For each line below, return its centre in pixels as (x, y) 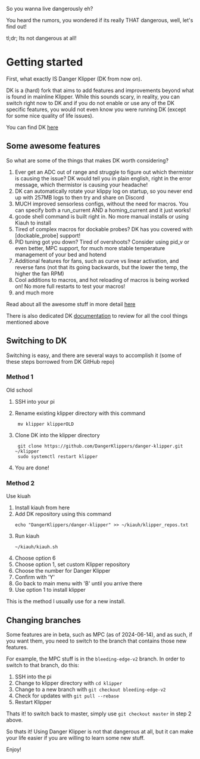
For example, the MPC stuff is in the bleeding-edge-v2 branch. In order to (96, 659)
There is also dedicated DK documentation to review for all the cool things (97, 315)
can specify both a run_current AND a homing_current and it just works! (103, 210)
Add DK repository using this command (63, 514)
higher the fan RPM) (39, 274)
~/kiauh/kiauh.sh (36, 547)
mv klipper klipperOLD (46, 424)
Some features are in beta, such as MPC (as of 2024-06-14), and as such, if (99, 634)
